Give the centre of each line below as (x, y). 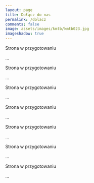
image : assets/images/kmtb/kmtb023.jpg (47, 29)
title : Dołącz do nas (28, 15)
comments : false (22, 24)
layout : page (19, 10)
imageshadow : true (25, 34)
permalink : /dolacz (26, 19)
